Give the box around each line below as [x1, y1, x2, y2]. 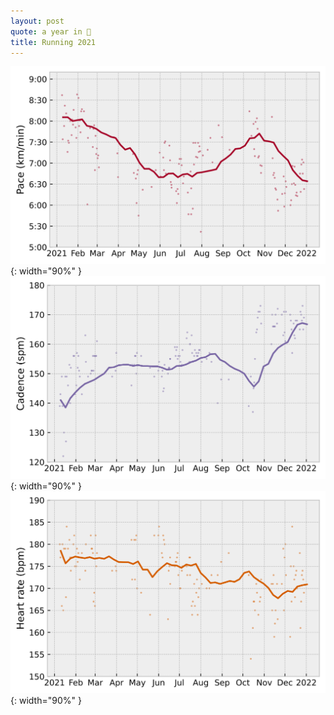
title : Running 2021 [10, 37, 97, 47]
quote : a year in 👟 [10, 26, 92, 37]
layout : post [10, 16, 65, 26]
